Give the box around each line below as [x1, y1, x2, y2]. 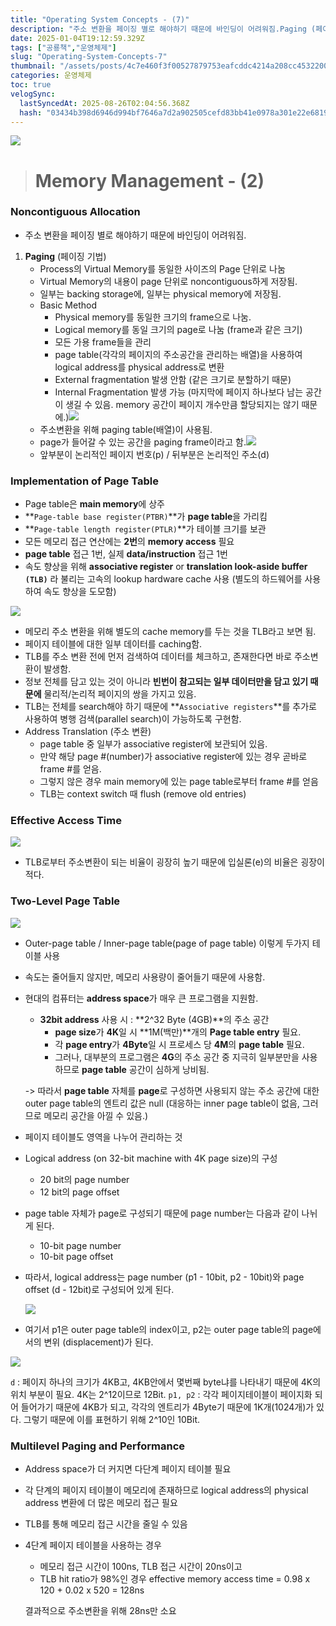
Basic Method [39, 299, 97, 311]
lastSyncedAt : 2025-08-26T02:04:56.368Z [19, 98, 190, 108]
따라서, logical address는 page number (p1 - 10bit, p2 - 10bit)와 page [24, 1271, 305, 1283]
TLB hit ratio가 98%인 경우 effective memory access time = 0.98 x [39, 1573, 311, 1585]
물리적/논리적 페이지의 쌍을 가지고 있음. [43, 688, 197, 700]
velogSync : [10, 89, 56, 99]
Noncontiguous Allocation [10, 205, 141, 219]
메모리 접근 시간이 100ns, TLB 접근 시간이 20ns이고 [39, 1561, 243, 1573]
